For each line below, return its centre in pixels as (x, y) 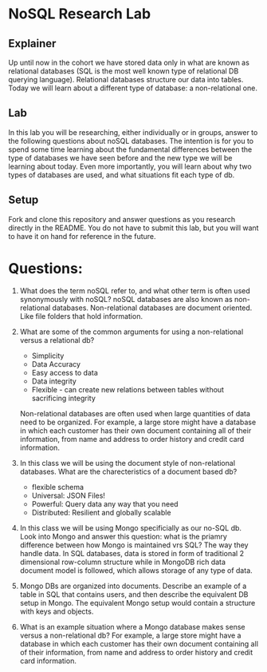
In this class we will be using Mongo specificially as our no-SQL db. (130, 527)
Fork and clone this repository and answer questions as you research (122, 219)
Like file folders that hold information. (81, 316)
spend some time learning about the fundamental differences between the (130, 149)
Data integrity (54, 381)
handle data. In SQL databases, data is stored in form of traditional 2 (132, 553)
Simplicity (48, 356)
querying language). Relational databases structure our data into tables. (126, 80)
